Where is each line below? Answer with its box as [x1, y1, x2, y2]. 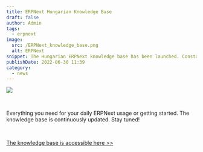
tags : [6, 25, 20, 32]
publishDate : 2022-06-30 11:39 [6, 59, 85, 65]
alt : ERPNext [11, 48, 45, 54]
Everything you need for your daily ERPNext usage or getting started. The [6, 109, 190, 117]
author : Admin [6, 20, 42, 26]
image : [6, 37, 23, 43]
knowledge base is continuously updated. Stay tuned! [6, 116, 140, 123]
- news [11, 70, 28, 76]
